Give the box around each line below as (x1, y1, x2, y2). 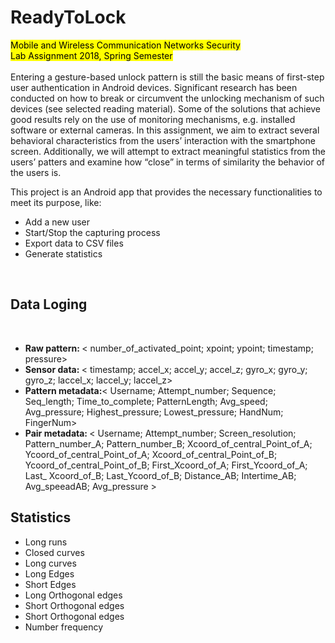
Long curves (24, 557, 77, 569)
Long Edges (24, 567, 75, 580)
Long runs (24, 536, 68, 548)
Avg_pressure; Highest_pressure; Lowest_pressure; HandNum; (24, 406, 284, 418)
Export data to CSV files (24, 237, 124, 249)
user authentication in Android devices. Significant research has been (10, 81, 298, 93)
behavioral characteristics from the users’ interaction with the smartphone (10, 134, 316, 146)
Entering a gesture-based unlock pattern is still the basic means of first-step (10, 71, 325, 83)
